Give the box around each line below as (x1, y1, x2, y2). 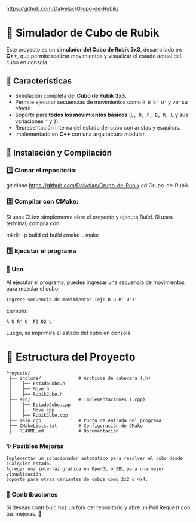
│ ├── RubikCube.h (8, 391, 63, 397)
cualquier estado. (6, 461, 52, 467)
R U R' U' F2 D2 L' (6, 318, 55, 325)
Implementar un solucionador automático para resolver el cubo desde (6, 456, 183, 462)
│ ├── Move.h (8, 385, 50, 392)
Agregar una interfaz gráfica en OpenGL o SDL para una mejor (6, 466, 164, 472)
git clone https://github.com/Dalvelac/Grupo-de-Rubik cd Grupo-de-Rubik (6, 182, 189, 189)
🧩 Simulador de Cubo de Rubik (6, 26, 160, 40)
